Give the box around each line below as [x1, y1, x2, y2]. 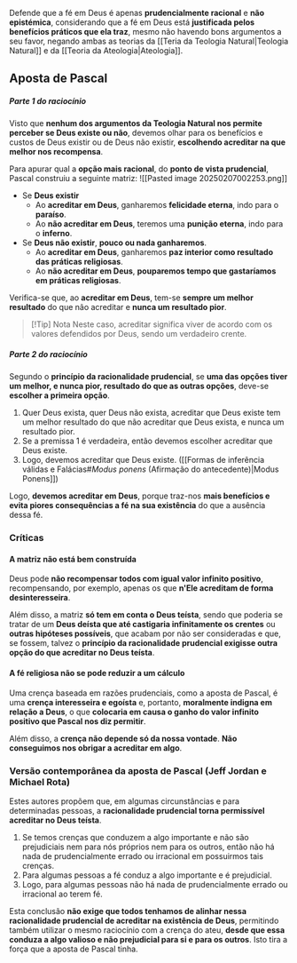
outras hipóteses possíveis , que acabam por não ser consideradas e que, [9, 628, 281, 639]
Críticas [9, 532, 44, 545]
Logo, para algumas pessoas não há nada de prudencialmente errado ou [21, 879, 288, 889]
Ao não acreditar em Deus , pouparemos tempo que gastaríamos [35, 266, 277, 276]
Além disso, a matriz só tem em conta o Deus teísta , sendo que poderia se [9, 609, 284, 620]
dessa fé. [9, 510, 43, 521]
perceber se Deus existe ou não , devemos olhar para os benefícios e [9, 128, 263, 139]
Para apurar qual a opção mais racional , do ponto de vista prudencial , [9, 163, 269, 174]
